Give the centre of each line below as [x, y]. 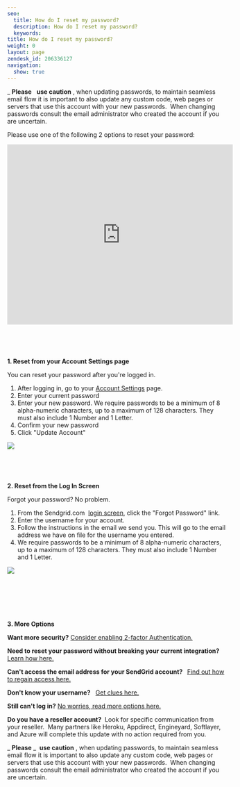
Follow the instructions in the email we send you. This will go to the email [121, 527]
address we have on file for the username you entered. [96, 535]
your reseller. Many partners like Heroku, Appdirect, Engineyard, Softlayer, [114, 727]
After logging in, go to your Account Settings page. [90, 388]
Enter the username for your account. [71, 520]
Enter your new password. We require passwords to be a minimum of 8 [119, 403]
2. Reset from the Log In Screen [53, 486]
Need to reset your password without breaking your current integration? [113, 651]
